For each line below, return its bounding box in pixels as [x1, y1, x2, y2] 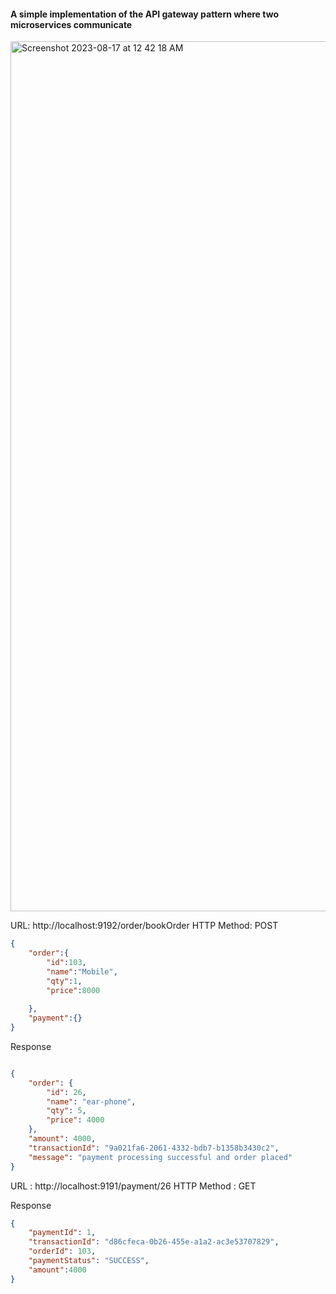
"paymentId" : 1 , [28, 1228, 97, 1238]
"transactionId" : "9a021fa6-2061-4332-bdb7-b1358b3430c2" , [28, 1143, 280, 1153]
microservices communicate [10, 18, 133, 30]
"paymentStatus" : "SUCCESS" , [28, 1256, 150, 1266]
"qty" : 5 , [46, 1106, 87, 1116]
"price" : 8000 [46, 985, 101, 995]
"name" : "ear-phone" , [46, 1096, 137, 1107]
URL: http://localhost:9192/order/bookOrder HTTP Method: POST [10, 920, 279, 932]
